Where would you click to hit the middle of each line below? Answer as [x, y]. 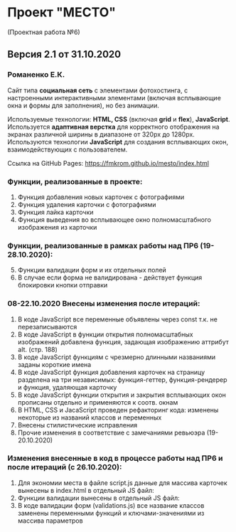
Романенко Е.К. [36, 75]
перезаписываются [47, 326]
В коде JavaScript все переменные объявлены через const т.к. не [118, 319]
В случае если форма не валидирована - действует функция [110, 277]
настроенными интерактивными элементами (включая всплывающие [114, 97]
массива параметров [50, 521]
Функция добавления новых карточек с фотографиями [101, 197]
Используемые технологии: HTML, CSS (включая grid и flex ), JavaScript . [119, 119]
